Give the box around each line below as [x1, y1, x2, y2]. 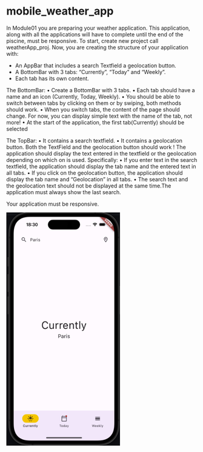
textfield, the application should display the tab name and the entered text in [6, 163, 196, 170]
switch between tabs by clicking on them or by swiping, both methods [6, 99, 182, 107]
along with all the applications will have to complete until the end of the [6, 30, 184, 38]
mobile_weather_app [6, 4, 114, 18]
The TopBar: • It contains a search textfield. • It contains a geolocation [6, 137, 183, 144]
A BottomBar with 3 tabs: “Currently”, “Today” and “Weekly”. [15, 68, 166, 75]
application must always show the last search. [6, 188, 121, 195]
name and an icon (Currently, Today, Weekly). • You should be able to [6, 93, 181, 100]
